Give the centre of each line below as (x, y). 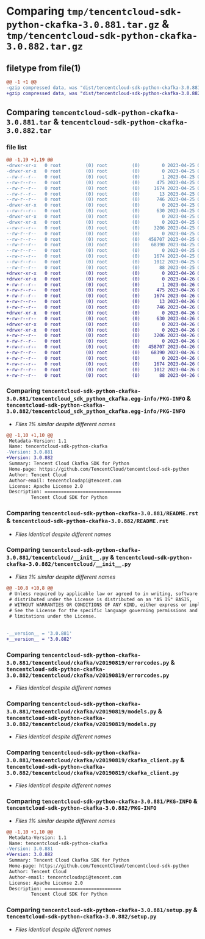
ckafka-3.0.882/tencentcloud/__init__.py (69, 564)
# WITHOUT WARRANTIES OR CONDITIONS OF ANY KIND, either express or (98, 605)
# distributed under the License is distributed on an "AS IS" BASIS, (100, 599)
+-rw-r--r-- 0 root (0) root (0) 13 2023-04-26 (101, 302)
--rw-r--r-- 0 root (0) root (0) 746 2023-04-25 (101, 199)
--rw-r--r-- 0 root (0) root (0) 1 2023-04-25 (101, 177)
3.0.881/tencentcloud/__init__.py (57, 558)
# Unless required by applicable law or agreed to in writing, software (103, 594)
